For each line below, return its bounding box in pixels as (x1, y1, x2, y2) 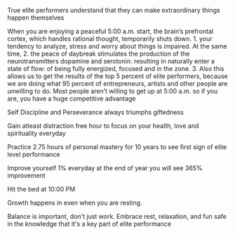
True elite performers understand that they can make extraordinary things (7, 6, 220, 14)
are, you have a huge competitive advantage (7, 94, 136, 103)
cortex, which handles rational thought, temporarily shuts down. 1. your (7, 34, 213, 43)
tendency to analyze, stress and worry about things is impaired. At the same (7, 42, 227, 50)
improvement (7, 172, 46, 179)
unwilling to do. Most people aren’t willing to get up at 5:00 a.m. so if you (7, 87, 218, 95)
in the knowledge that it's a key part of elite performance (7, 220, 172, 228)
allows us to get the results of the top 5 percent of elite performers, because (7, 72, 228, 80)
